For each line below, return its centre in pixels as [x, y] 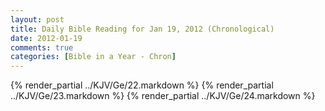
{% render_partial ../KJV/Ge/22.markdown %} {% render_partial [142, 85]
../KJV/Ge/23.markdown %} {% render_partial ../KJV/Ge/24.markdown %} [163, 96]
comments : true [42, 47]
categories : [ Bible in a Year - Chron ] [93, 57]
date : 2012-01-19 [46, 38]
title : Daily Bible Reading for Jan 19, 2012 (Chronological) [142, 29]
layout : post [37, 19]
